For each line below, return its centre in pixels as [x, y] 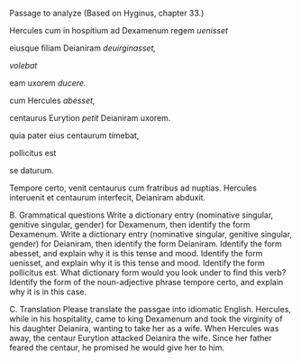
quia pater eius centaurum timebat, [74, 135]
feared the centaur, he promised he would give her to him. [117, 348]
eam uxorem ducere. [48, 83]
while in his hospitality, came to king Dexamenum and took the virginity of [146, 319]
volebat [23, 65]
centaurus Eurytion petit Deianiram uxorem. [90, 118]
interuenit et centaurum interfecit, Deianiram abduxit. [107, 197]
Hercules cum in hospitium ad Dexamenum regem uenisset [119, 30]
